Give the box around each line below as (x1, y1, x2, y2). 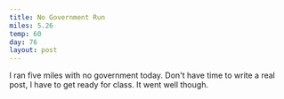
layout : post (9, 46, 58, 55)
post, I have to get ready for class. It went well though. (9, 80, 209, 90)
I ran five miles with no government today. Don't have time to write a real (9, 70, 276, 80)
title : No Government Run (9, 12, 105, 22)
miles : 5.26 (9, 21, 53, 30)
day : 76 (9, 37, 38, 47)
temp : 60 (9, 29, 42, 38)
